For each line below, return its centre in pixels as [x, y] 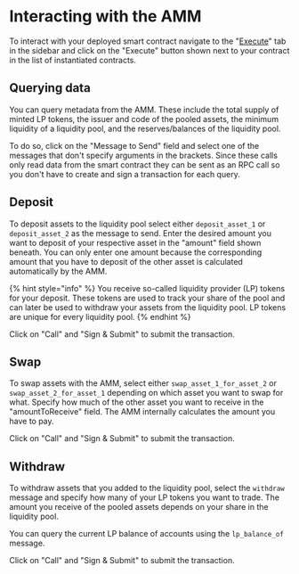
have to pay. [32, 422]
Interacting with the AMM [105, 16]
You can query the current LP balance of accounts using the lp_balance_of [147, 534]
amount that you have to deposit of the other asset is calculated [126, 261]
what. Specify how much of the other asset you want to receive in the [137, 402]
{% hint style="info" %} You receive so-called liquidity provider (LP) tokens [147, 288]
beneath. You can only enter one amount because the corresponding [136, 252]
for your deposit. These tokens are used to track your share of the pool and [147, 298]
